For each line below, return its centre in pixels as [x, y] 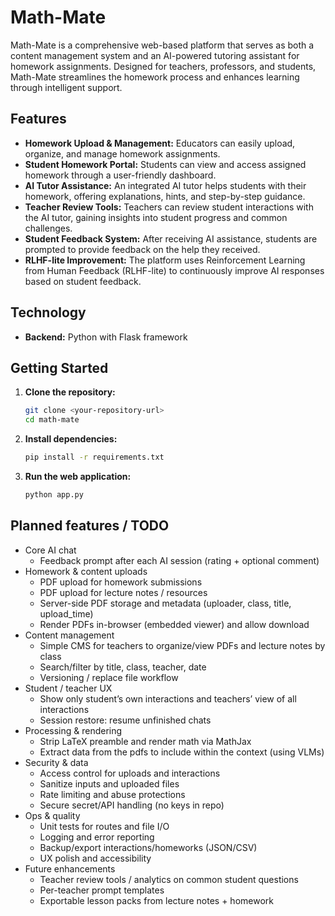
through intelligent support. [66, 87]
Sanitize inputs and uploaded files [109, 783]
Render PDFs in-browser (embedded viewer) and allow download [174, 624]
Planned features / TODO [90, 526]
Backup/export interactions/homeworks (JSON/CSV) [148, 847]
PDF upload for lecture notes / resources [123, 592]
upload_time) [66, 613]
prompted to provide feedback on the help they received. [142, 249]
